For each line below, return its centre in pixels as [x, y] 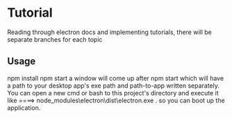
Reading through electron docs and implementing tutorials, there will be [109, 32]
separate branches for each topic [55, 39]
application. [24, 108]
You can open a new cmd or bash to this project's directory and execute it [113, 93]
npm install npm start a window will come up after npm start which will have [116, 78]
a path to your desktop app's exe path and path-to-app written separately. [114, 86]
